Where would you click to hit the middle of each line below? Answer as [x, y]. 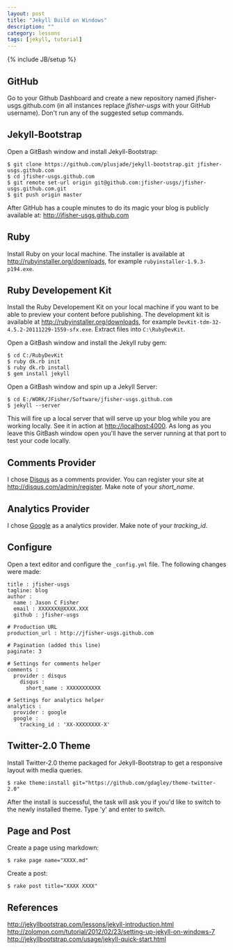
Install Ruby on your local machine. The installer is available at [96, 254]
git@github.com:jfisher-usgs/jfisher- [151, 182]
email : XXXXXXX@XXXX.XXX [51, 609]
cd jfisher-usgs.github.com [54, 176]
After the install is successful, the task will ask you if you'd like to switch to [114, 802]
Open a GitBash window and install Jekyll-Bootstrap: [82, 151]
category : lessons [34, 33]
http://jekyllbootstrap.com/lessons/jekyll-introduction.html [90, 924]
